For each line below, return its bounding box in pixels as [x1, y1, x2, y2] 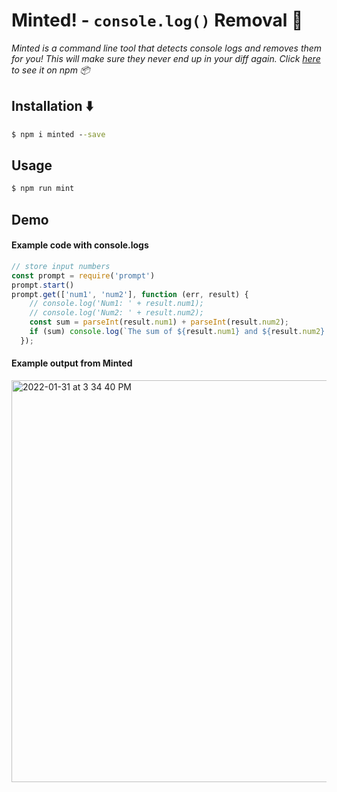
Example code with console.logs [11, 239, 149, 251]
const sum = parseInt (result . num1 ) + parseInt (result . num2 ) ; [29, 317, 290, 328]
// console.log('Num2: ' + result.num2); [29, 308, 204, 318]
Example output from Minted [11, 357, 133, 369]
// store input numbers [11, 261, 111, 271]
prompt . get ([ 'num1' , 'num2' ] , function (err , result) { [11, 289, 249, 299]
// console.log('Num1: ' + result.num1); [29, 299, 204, 309]
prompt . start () [11, 280, 75, 290]
